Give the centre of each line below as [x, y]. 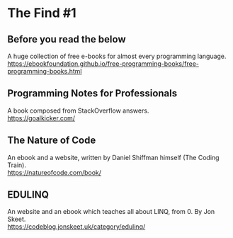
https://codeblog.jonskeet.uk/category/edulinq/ [76, 227]
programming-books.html [45, 71]
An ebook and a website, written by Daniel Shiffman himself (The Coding [113, 157]
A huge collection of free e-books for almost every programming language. [117, 56]
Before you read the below [67, 39]
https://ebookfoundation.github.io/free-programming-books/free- [103, 64]
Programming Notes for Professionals [92, 93]
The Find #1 [42, 13]
